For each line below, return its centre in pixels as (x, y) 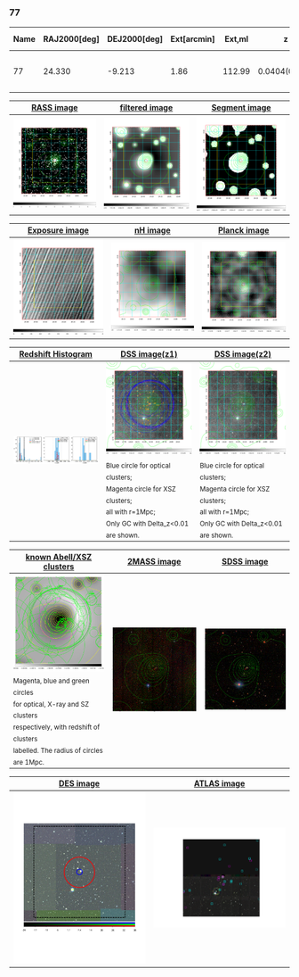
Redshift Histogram (56, 354)
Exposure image (58, 230)
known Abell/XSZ (59, 557)
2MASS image (154, 562)
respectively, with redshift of (57, 727)
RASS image (54, 108)
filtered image (146, 108)
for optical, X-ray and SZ (51, 704)
